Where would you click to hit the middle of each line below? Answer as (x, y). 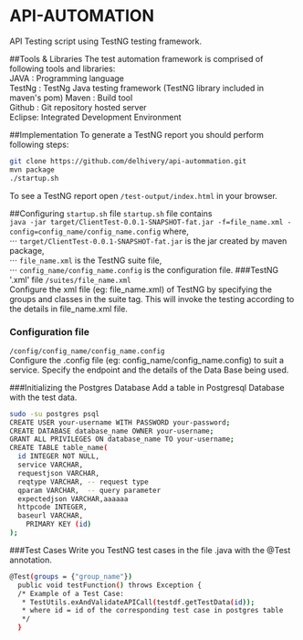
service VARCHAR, (51, 465)
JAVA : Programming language (67, 78)
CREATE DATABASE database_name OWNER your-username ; (112, 431)
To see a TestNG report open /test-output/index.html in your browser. (144, 195)
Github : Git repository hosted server (78, 107)
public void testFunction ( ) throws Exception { (110, 585)
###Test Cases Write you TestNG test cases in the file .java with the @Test (150, 550)
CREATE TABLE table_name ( (58, 448)
